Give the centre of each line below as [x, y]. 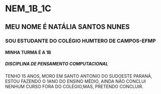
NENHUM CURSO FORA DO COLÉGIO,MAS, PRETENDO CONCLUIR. [74, 87]
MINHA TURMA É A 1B [28, 53]
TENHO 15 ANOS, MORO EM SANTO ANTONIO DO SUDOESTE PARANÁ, [79, 76]
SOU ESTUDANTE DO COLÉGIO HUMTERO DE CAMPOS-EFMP [80, 41]
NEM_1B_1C [28, 9]
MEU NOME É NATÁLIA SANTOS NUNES [67, 27]
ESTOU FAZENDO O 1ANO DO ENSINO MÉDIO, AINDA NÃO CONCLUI [76, 81]
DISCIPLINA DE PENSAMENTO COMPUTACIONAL [57, 63]
